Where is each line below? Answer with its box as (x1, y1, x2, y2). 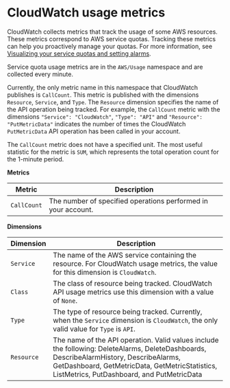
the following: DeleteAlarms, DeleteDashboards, (53, 343, 207, 353)
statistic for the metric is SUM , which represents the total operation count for (7, 148, 219, 156)
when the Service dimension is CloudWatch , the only (53, 315, 218, 325)
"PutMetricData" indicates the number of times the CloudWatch (7, 119, 186, 128)
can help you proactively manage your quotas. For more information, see (7, 42, 213, 50)
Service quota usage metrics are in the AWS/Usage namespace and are (7, 62, 203, 71)
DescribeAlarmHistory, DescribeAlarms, (53, 352, 181, 362)
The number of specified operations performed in (49, 196, 209, 205)
